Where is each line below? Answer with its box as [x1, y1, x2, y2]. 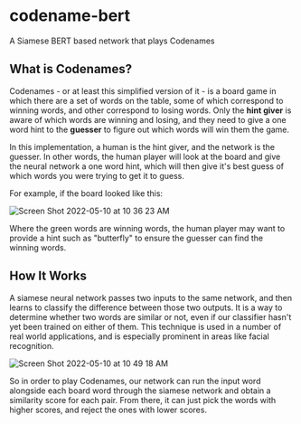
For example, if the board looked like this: [9, 187, 164, 199]
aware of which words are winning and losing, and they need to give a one [9, 114, 287, 125]
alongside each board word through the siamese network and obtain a [9, 385, 271, 396]
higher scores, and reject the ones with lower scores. [9, 404, 208, 415]
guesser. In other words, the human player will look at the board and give [9, 151, 281, 162]
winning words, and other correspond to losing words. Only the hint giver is [9, 105, 292, 116]
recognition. [9, 340, 54, 351]
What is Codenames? [9, 61, 133, 77]
